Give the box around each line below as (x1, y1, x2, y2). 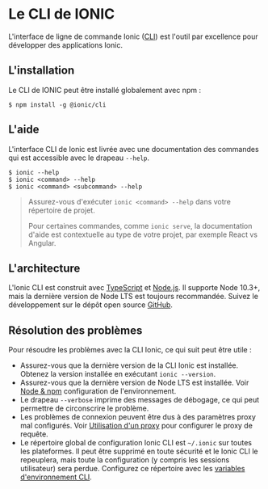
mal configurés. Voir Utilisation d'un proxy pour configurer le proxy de (19, 421, 253, 431)
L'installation (8, 64, 75, 78)
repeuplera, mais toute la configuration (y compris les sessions (19, 455, 230, 465)
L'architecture (8, 261, 81, 275)
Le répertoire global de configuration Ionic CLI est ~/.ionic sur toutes (19, 438, 253, 448)
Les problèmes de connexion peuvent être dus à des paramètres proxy (19, 412, 257, 422)
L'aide (8, 123, 40, 137)
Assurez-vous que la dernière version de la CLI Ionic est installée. (19, 360, 239, 370)
